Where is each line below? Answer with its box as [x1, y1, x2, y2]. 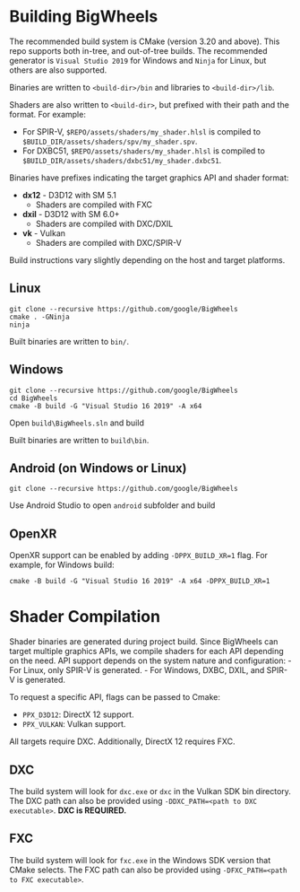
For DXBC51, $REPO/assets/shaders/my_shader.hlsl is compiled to [21, 145, 266, 156]
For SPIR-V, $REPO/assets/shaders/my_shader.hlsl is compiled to [21, 126, 261, 136]
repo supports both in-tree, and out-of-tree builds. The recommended [9, 45, 268, 56]
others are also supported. [9, 65, 107, 75]
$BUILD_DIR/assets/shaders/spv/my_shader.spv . [21, 136, 198, 146]
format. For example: [9, 109, 87, 119]
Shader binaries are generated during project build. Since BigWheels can [9, 636, 279, 647]
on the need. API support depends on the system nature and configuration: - [9, 655, 292, 666]
